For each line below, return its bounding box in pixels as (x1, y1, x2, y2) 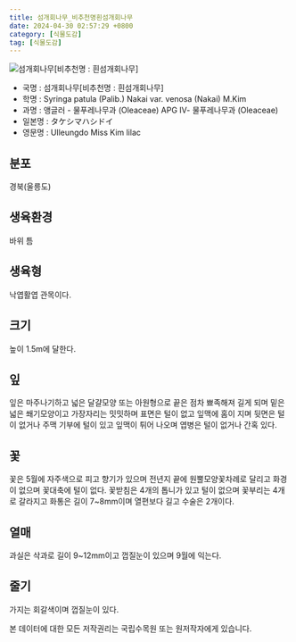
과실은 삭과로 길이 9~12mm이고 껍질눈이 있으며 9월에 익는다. (9, 550, 222, 561)
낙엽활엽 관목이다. (9, 289, 72, 300)
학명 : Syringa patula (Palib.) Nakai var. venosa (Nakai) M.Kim (21, 94, 247, 104)
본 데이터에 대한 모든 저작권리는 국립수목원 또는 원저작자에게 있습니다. (9, 622, 252, 634)
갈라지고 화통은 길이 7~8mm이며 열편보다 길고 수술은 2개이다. (18, 496, 234, 507)
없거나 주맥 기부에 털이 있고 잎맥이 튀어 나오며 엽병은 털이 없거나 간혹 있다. (18, 420, 278, 430)
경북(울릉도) (9, 181, 52, 192)
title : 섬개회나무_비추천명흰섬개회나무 (9, 13, 134, 22)
